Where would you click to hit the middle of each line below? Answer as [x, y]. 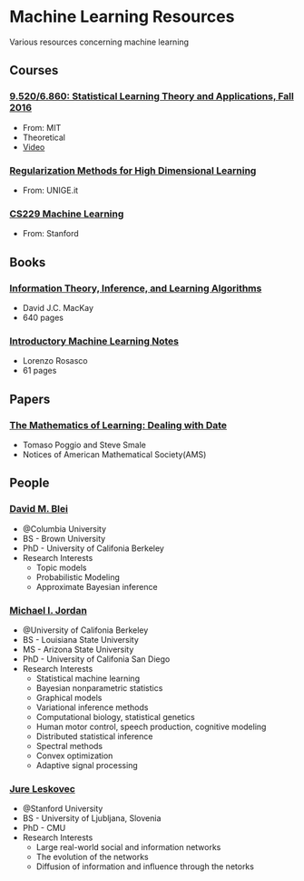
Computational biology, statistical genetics [115, 716]
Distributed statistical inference [94, 736]
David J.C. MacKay [58, 307]
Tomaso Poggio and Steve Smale [84, 445]
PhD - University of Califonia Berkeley [93, 548]
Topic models [62, 567]
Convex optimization [74, 756]
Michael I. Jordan [49, 610]
